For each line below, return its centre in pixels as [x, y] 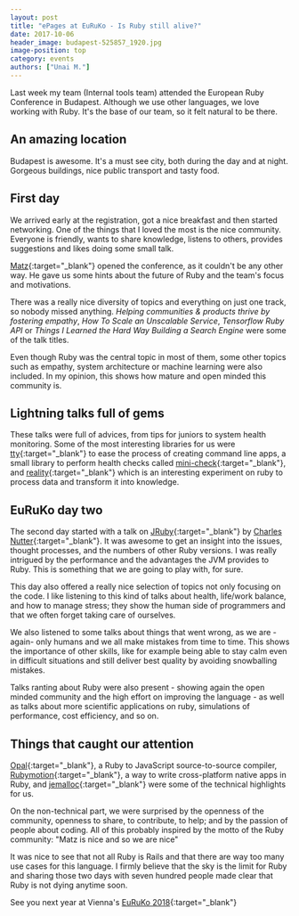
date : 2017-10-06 [42, 34]
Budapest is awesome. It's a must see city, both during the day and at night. [149, 160]
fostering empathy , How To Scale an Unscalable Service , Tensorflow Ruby [147, 321]
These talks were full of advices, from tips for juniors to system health [138, 435]
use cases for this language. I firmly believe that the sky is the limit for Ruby [149, 866]
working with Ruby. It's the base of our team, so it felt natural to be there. [144, 111]
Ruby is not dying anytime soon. [69, 885]
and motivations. [40, 284]
